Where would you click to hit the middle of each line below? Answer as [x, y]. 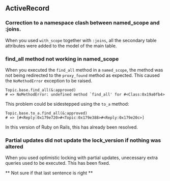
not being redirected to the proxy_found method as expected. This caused [83, 75]
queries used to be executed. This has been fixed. [58, 163]
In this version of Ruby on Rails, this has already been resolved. [72, 127]
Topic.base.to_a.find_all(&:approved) [46, 113]
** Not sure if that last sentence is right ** [49, 173]
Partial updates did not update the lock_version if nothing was [83, 140]
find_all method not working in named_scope [62, 59]
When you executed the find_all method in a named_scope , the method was [84, 70]
